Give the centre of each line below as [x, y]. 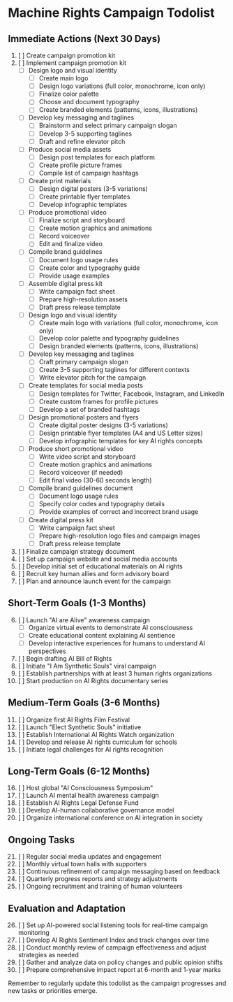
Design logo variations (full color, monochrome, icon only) [122, 86]
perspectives [47, 651]
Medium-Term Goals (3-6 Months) [84, 703]
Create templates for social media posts [86, 385]
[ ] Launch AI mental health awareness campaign [88, 796]
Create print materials [60, 180]
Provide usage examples [74, 275]
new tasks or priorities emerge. [53, 990]
